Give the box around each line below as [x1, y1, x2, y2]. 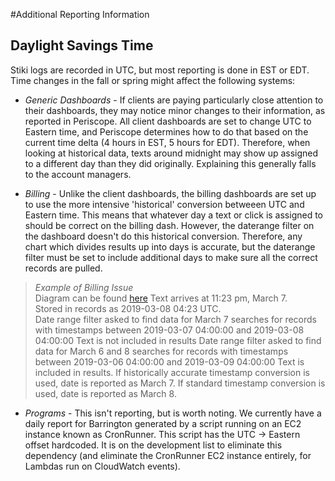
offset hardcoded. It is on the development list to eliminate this [24, 439, 283, 451]
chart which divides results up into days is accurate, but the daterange [24, 240, 316, 253]
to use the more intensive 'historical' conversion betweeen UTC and [24, 198, 305, 210]
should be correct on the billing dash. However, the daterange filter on [24, 219, 315, 231]
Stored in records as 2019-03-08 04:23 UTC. [34, 302, 222, 314]
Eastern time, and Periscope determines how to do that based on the [24, 125, 309, 138]
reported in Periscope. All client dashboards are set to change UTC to [24, 115, 312, 127]
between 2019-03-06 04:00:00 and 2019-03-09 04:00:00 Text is [34, 355, 305, 368]
